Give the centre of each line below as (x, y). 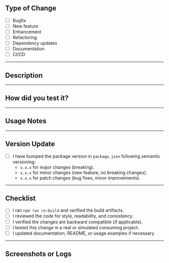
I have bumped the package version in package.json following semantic (86, 156)
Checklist (21, 198)
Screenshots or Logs (38, 254)
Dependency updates (35, 43)
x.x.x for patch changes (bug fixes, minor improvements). (80, 178)
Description (24, 75)
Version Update (30, 144)
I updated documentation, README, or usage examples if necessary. (84, 233)
